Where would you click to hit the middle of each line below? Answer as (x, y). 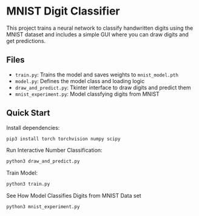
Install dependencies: (33, 127)
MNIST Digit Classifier (63, 11)
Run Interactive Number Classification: (54, 150)
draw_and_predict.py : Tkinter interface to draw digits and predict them (103, 87)
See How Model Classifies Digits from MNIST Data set (74, 196)
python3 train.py (28, 184)
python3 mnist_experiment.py (43, 207)
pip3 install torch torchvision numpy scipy (63, 139)
